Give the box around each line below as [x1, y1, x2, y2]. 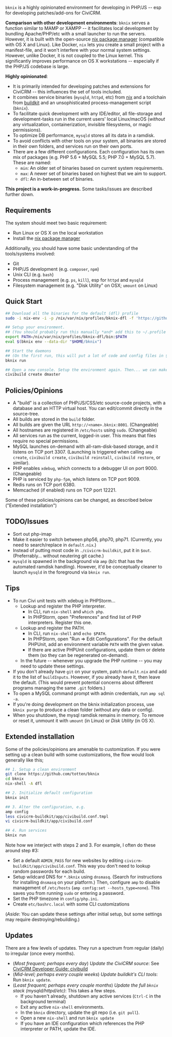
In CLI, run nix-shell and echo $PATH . [28, 630, 106, 636]
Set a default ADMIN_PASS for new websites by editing [12, 857, 124, 864]
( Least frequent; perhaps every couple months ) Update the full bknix [12, 982, 159, 988]
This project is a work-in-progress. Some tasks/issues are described [5, 186, 153, 192]
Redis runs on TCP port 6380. [12, 482, 76, 488]
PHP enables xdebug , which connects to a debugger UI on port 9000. [12, 465, 158, 472]
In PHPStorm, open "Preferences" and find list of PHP [28, 614, 142, 620]
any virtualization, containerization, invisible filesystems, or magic [12, 122, 152, 127]
